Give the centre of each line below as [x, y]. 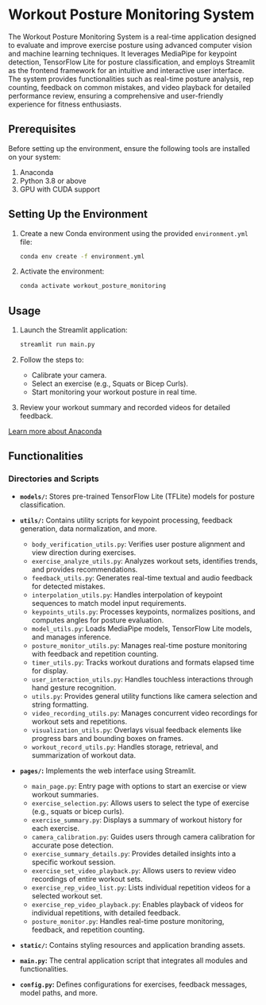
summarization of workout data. [84, 755]
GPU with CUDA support [60, 189]
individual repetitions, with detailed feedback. [106, 913]
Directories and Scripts [54, 479]
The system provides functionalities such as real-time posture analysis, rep [131, 79]
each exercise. [56, 828]
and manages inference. [71, 637]
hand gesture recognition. [74, 687]
